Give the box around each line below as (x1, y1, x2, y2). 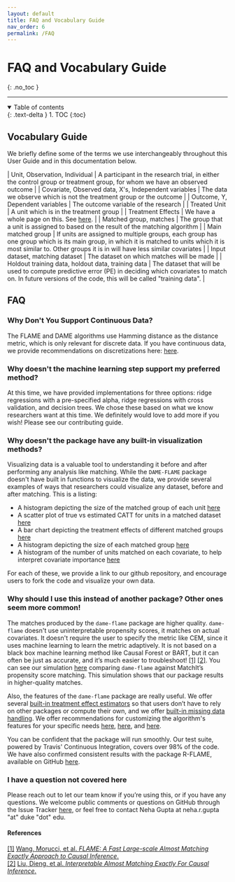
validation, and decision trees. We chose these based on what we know (7, 403, 213, 411)
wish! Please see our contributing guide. (7, 418, 124, 427)
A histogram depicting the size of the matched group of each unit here (17, 504, 220, 512)
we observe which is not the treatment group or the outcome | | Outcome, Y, (7, 193, 227, 201)
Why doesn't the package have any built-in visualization (7, 435, 203, 445)
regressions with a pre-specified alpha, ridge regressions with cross (7, 396, 204, 404)
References (7, 829, 42, 837)
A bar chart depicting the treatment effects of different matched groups (17, 526, 224, 534)
